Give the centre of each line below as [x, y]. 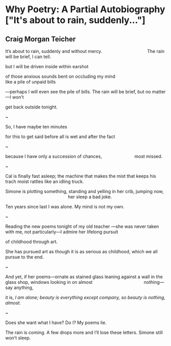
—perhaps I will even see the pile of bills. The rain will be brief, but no [78, 92]
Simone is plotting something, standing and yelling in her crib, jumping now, [84, 191]
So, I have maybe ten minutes [36, 127]
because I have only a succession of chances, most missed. [84, 156]
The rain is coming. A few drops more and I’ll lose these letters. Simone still [84, 332]
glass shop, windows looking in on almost [49, 282]
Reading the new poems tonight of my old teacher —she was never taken [82, 226]
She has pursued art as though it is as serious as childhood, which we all [81, 251]
